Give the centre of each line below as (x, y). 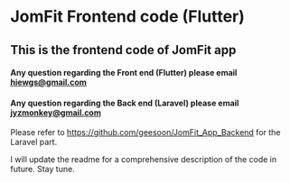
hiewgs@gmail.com (48, 82)
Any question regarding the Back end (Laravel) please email (125, 103)
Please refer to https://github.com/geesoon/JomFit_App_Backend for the (145, 133)
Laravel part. (34, 142)
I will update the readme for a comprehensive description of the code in (144, 160)
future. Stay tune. (42, 169)
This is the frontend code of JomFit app (123, 50)
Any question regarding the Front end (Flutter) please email (124, 73)
